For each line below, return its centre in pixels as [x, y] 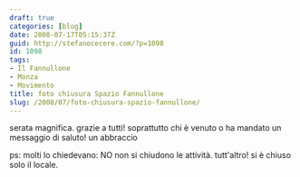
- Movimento [32, 85]
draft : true [32, 18]
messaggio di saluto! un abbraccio [73, 138]
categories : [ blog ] [46, 26]
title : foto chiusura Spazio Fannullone [87, 93]
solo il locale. [34, 165]
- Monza [24, 77]
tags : [19, 60]
